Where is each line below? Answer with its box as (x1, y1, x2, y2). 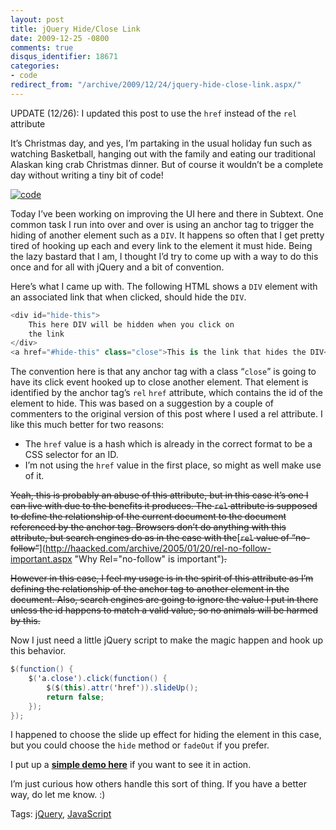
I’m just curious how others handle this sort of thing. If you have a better (10, 778, 307, 790)
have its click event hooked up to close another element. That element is (10, 376, 309, 388)
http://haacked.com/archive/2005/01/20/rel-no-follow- (44, 542, 272, 555)
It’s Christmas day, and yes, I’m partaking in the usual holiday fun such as (10, 137, 313, 149)
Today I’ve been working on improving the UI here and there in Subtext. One (10, 207, 324, 220)
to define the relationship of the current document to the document (10, 511, 287, 523)
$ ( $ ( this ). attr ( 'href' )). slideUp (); (46, 682, 199, 693)
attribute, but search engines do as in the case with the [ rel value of (10, 532, 290, 544)
